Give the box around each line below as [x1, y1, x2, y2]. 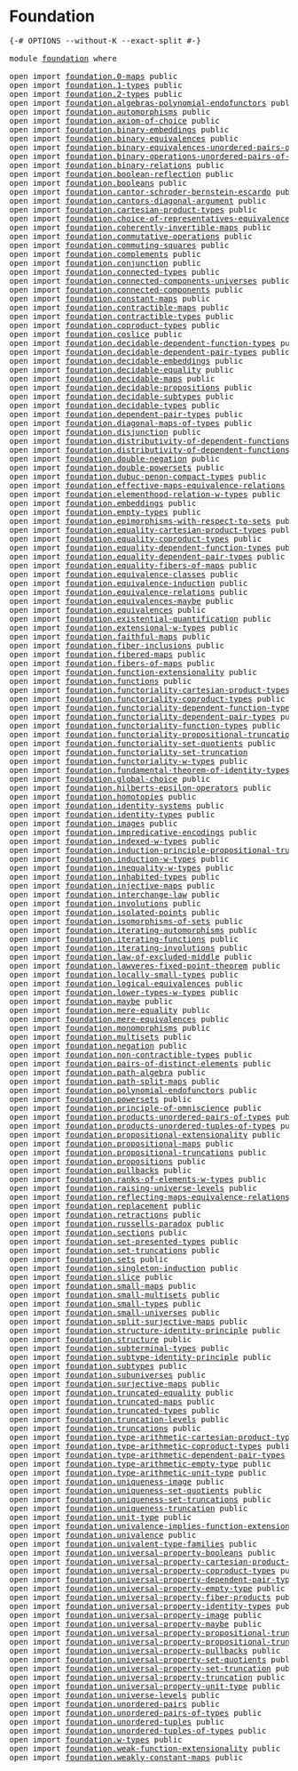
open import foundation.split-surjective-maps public [9, 1316, 248, 1326]
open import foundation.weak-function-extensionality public [9, 1743, 281, 1753]
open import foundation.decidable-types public [9, 400, 220, 410]
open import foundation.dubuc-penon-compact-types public [9, 471, 267, 481]
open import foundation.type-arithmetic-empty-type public [9, 1459, 272, 1469]
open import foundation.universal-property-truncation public [9, 1672, 286, 1682]
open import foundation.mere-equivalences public [9, 1014, 230, 1024]
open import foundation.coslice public [9, 329, 183, 339]
